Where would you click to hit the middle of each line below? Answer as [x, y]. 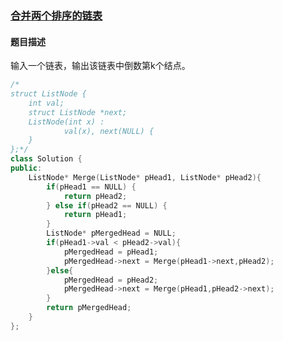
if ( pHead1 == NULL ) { [91, 187]
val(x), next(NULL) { [109, 131]
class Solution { [46, 159]
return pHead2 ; [95, 196]
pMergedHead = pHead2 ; [111, 280]
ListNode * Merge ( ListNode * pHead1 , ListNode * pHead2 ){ [145, 177]
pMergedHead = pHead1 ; [111, 252]
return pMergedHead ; [89, 308]
